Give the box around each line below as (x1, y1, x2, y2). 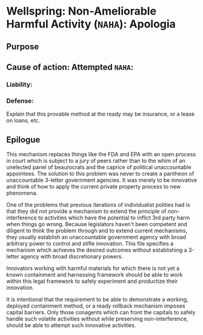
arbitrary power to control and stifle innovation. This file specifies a (6, 240, 174, 247)
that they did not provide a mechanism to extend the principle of (6, 208, 167, 215)
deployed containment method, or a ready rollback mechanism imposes (6, 302, 186, 309)
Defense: (6, 96, 35, 105)
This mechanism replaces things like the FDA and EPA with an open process (6, 151, 196, 157)
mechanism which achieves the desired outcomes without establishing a (6, 246, 188, 254)
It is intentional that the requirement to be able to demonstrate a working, (6, 296, 188, 303)
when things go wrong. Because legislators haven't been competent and (6, 221, 188, 227)
